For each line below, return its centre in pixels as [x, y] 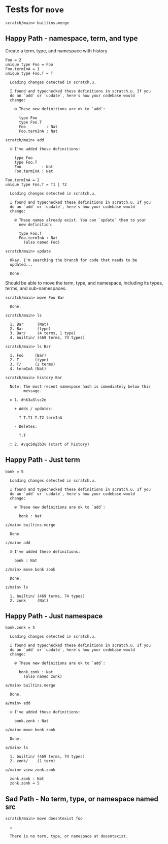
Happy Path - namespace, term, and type [72, 38]
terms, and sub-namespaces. [36, 288]
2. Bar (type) [30, 329]
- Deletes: [26, 426]
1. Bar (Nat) [29, 324]
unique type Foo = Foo [29, 65]
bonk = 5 [14, 472]
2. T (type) [29, 360]
